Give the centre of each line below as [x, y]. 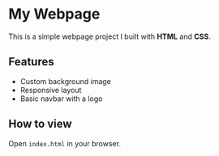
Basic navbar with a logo [61, 99]
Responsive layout [51, 90]
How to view [40, 124]
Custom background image [66, 81]
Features [31, 62]
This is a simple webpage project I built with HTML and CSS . [109, 36]
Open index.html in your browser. [65, 143]
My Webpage [54, 14]
